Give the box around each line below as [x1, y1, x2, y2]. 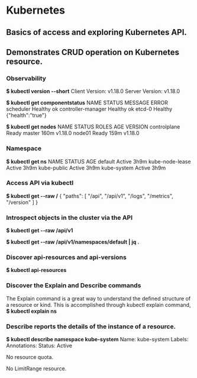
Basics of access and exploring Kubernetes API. [6, 27, 188, 37]
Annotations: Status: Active [6, 342, 73, 350]
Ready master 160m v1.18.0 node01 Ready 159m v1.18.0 [6, 130, 140, 137]
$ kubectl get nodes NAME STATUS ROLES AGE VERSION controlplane [6, 123, 180, 130]
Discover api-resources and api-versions [6, 253, 127, 261]
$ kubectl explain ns [6, 307, 57, 315]
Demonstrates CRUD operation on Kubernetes [6, 47, 179, 57]
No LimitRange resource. [6, 365, 67, 372]
